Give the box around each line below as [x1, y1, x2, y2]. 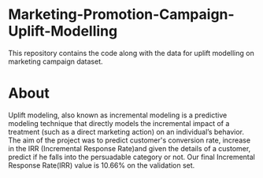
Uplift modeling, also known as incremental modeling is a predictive [8, 110, 228, 120]
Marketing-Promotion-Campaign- [8, 6, 235, 24]
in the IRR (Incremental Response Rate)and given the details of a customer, [8, 143, 251, 153]
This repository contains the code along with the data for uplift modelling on [8, 48, 254, 57]
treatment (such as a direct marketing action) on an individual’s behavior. [8, 127, 244, 136]
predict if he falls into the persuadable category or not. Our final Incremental [8, 152, 256, 161]
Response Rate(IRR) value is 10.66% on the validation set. [8, 160, 195, 170]
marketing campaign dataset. [8, 57, 104, 66]
